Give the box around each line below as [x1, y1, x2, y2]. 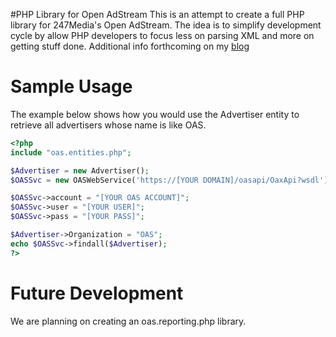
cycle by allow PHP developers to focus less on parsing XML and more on [10, 30, 315, 41]
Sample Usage [10, 75, 133, 98]
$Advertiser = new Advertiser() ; [10, 165, 150, 176]
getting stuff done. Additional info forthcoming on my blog [10, 40, 250, 52]
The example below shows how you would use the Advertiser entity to [10, 108, 300, 120]
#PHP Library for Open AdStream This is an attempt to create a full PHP [10, 9, 305, 20]
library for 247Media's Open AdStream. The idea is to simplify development [10, 19, 322, 31]
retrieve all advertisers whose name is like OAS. [10, 119, 207, 131]
